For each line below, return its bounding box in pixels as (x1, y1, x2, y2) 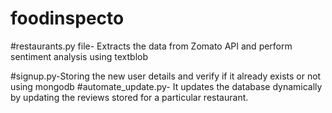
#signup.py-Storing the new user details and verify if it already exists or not (10, 70, 322, 82)
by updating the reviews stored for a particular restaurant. (10, 91, 249, 103)
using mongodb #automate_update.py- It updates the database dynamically (10, 80, 323, 92)
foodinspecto (10, 7, 125, 30)
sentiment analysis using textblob (10, 50, 149, 62)
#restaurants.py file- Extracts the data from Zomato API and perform (10, 40, 293, 52)
